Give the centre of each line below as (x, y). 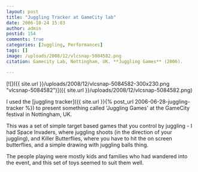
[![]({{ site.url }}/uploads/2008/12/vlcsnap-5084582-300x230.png (88, 83)
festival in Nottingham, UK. (39, 114)
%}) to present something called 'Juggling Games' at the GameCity (107, 108)
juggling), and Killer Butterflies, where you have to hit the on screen (89, 138)
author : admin (24, 28)
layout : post (22, 12)
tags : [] (17, 51)
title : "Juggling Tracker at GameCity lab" (61, 17)
